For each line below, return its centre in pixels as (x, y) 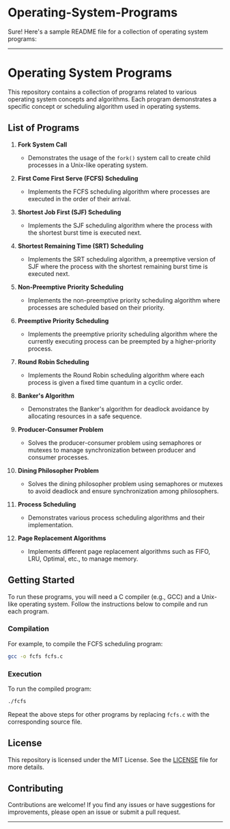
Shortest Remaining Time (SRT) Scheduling (81, 246)
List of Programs (44, 128)
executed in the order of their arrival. (80, 199)
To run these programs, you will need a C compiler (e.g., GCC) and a (104, 596)
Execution (25, 674)
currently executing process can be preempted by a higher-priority (122, 341)
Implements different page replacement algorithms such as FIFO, (119, 551)
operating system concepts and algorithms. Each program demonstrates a (112, 99)
